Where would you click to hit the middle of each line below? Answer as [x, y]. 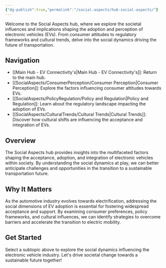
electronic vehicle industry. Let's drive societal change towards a [71, 255]
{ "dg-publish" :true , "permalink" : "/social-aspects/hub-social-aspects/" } [82, 10]
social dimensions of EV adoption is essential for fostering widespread [77, 207]
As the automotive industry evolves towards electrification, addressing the [81, 201]
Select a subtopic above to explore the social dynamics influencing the [77, 249]
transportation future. [27, 173]
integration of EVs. [31, 125]
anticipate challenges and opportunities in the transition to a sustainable [79, 168]
